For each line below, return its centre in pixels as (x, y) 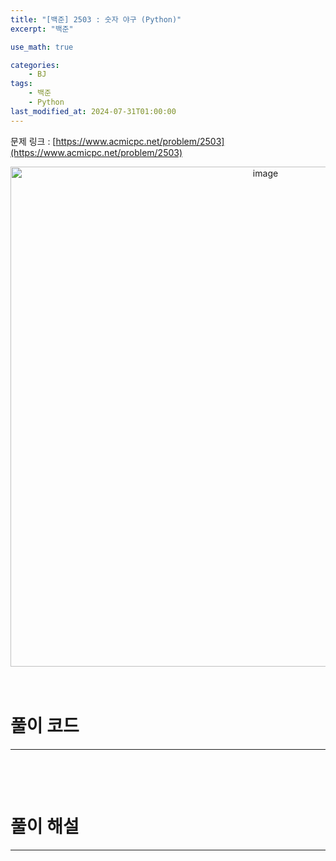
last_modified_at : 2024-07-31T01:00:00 (93, 111)
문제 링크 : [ (33, 141)
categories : (35, 65)
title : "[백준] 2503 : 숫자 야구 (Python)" (96, 19)
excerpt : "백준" (42, 29)
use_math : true (42, 47)
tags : (21, 84)
